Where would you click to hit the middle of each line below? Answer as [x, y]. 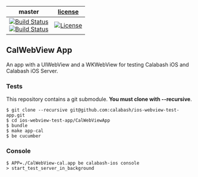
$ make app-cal [25, 131]
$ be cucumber [24, 136]
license [68, 12]
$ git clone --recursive [37, 110]
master [29, 12]
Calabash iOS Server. [32, 71]
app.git [16, 115]
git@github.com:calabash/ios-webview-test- [125, 110]
